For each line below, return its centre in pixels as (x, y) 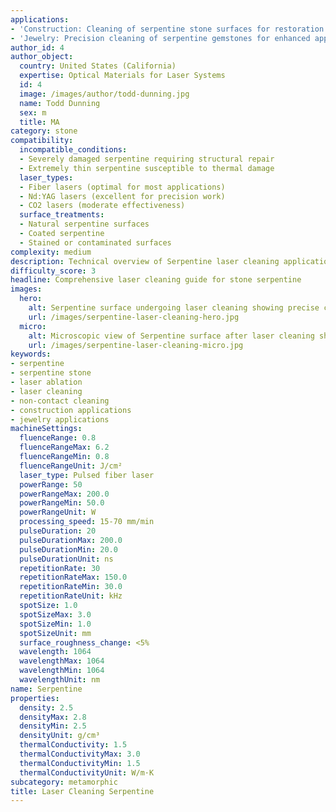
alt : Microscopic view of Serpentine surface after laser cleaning (171, 336)
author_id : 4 (37, 47)
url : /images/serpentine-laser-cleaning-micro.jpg (136, 345)
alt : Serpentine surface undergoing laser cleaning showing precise (174, 308)
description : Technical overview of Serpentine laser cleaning (145, 261)
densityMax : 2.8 (53, 717)
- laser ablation (46, 382)
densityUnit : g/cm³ (60, 736)
